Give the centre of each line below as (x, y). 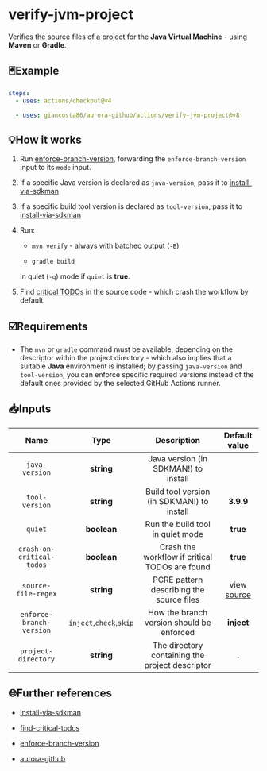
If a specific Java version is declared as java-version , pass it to (124, 183)
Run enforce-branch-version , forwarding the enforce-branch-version (133, 159)
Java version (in (178, 458)
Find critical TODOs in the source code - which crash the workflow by (134, 292)
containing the (178, 655)
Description (178, 440)
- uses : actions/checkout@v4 (64, 101)
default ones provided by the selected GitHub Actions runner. (120, 383)
